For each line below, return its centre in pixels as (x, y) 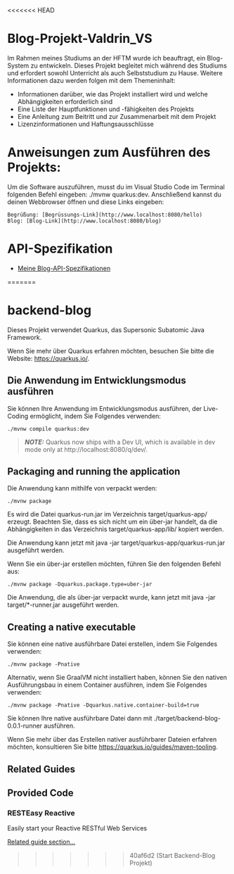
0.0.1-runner (25, 726)
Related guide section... (41, 842)
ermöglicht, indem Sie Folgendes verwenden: (96, 416)
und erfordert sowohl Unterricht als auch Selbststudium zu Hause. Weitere (115, 72)
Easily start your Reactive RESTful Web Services (77, 828)
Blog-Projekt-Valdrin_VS (80, 39)
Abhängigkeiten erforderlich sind (65, 101)
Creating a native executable (71, 627)
